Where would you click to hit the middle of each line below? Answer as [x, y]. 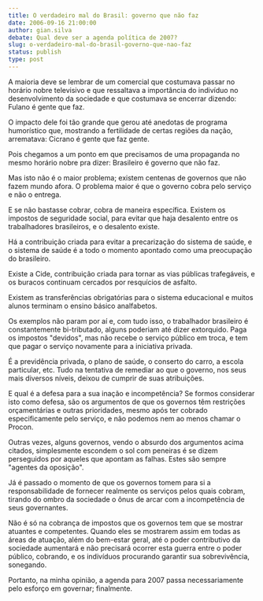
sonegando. [28, 565]
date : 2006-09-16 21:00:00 [52, 23]
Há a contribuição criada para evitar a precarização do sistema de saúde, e [130, 242]
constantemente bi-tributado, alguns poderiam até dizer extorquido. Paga [128, 329]
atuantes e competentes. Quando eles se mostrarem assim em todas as [124, 531]
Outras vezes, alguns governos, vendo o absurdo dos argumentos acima [126, 442]
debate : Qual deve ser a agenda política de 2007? [93, 37]
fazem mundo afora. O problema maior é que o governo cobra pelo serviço [130, 186]
